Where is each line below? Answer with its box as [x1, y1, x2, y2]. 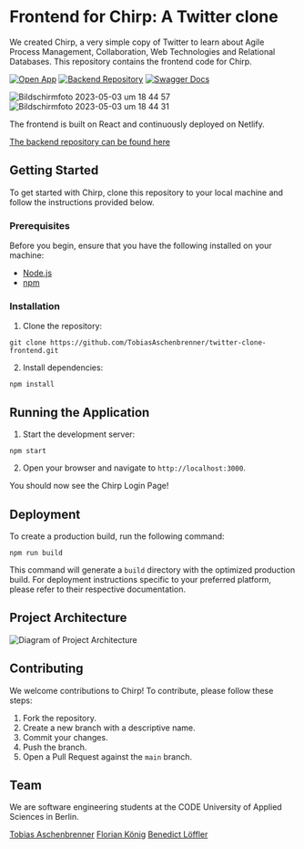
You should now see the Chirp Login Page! [9, 481, 169, 492]
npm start [9, 447, 47, 456]
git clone [9, 338, 47, 347]
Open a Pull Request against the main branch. [22, 751, 193, 762]
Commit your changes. [22, 731, 108, 742]
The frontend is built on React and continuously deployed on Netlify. [9, 119, 266, 129]
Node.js [22, 267, 53, 279]
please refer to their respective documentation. [9, 584, 187, 595]
